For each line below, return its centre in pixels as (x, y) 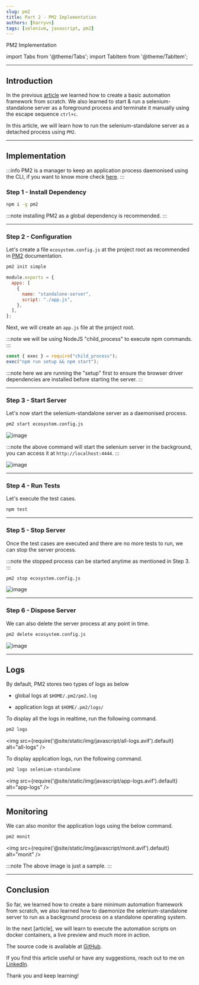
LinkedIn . (17, 964)
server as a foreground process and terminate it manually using (112, 108)
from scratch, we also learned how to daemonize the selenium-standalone (97, 910)
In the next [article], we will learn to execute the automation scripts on (91, 928)
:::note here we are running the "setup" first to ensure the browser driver (95, 373)
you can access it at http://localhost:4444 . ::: (63, 453)
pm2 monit (18, 837)
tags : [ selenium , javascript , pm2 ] (50, 28)
